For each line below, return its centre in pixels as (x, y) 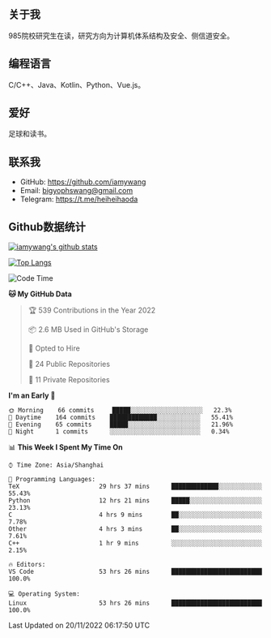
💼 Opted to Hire (54, 348)
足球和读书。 (30, 134)
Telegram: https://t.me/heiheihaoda (79, 199)
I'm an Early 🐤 (32, 395)
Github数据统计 (47, 227)
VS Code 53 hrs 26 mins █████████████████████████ (135, 572)
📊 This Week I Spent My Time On (66, 447)
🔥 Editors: (27, 565)
